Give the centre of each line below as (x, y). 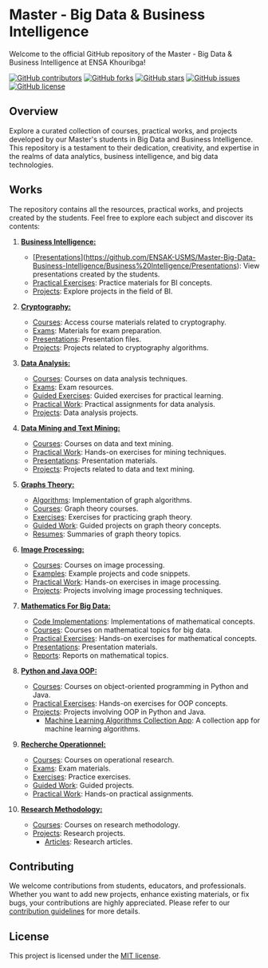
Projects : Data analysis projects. (85, 412)
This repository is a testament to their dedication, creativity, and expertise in (134, 147)
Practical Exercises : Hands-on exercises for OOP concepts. (130, 703)
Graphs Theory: (47, 484)
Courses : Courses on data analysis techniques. (110, 378)
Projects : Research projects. (79, 833)
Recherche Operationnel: (63, 744)
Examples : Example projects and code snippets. (111, 573)
